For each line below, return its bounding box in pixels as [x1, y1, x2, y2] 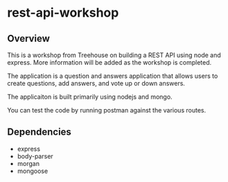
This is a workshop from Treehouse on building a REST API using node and [7, 51, 222, 59]
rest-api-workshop [7, 5, 119, 21]
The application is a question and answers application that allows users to [7, 72, 218, 80]
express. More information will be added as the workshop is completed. [7, 58, 212, 67]
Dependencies [7, 126, 71, 138]
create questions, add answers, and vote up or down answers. [7, 79, 186, 88]
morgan [17, 159, 40, 167]
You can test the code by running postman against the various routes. [7, 106, 207, 114]
